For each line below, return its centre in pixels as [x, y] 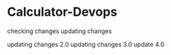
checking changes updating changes [59, 31]
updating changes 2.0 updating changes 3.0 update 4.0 [86, 44]
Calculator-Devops [62, 12]
